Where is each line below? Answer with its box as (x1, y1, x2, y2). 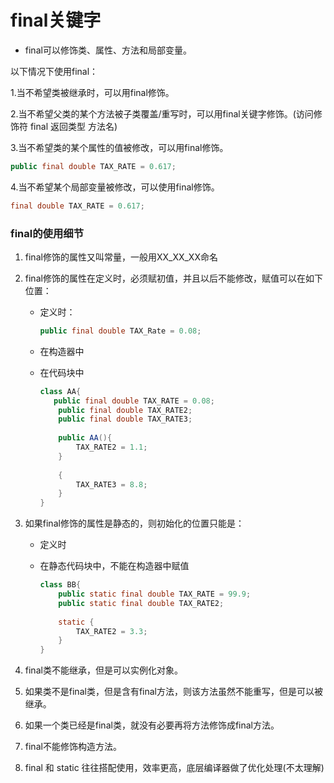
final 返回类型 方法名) (29, 120, 118, 132)
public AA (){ (58, 433, 113, 443)
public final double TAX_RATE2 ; (58, 405, 193, 415)
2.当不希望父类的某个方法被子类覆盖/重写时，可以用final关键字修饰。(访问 (10, 107, 314, 120)
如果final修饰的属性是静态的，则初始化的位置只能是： (24, 517, 245, 530)
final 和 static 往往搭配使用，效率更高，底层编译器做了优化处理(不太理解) (24, 762, 325, 774)
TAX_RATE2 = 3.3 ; (75, 626, 148, 636)
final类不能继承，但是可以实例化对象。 (24, 664, 183, 676)
